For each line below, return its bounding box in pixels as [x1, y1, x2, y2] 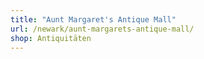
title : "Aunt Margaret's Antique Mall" [10, 14, 177, 25]
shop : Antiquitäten [10, 33, 92, 43]
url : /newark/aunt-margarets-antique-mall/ [10, 24, 195, 34]
